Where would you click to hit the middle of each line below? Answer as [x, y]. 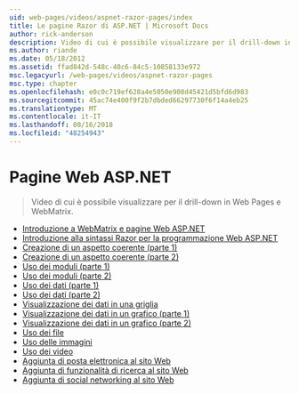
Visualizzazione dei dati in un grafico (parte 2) [106, 323]
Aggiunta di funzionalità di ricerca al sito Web [105, 370]
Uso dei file [43, 332]
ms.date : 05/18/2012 [48, 59]
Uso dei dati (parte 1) [61, 285]
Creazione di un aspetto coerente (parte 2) [101, 257]
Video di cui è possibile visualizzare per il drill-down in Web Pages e [156, 202]
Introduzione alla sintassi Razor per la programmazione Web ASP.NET [150, 237]
